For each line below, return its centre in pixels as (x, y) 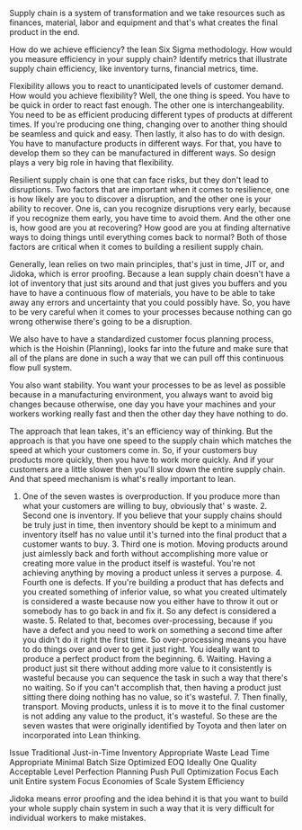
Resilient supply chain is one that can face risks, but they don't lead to (139, 180)
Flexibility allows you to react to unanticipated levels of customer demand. (147, 86)
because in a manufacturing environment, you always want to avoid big (142, 394)
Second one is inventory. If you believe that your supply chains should (152, 515)
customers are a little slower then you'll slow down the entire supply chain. (147, 469)
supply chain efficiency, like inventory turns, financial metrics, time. (134, 68)
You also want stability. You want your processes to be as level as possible (147, 385)
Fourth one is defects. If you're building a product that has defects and (153, 582)
